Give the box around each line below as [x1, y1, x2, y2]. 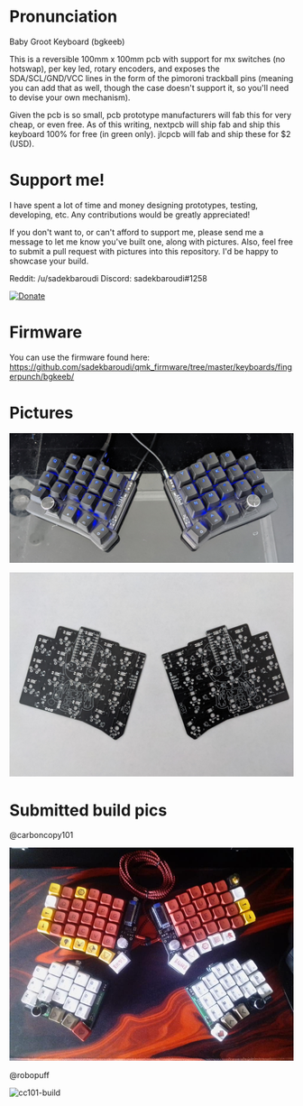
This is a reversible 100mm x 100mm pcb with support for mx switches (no [9, 53, 286, 64]
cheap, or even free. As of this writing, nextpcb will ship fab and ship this [9, 119, 281, 130]
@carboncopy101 [9, 830, 74, 841]
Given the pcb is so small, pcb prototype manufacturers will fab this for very [9, 109, 291, 120]
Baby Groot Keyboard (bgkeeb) [9, 36, 125, 47]
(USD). [9, 138, 34, 149]
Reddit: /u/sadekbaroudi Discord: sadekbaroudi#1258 [9, 272, 207, 283]
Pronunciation [9, 6, 118, 27]
